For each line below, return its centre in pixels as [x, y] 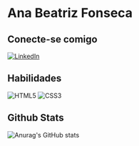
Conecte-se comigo [52, 39]
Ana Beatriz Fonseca [70, 13]
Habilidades [35, 78]
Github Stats [36, 118]
